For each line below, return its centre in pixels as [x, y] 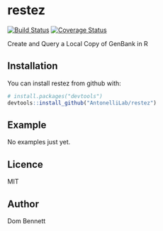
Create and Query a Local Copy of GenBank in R [78, 43]
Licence [26, 165]
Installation [33, 66]
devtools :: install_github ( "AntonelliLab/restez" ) [82, 103]
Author [23, 204]
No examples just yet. [39, 142]
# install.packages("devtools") [55, 96]
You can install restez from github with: [64, 83]
